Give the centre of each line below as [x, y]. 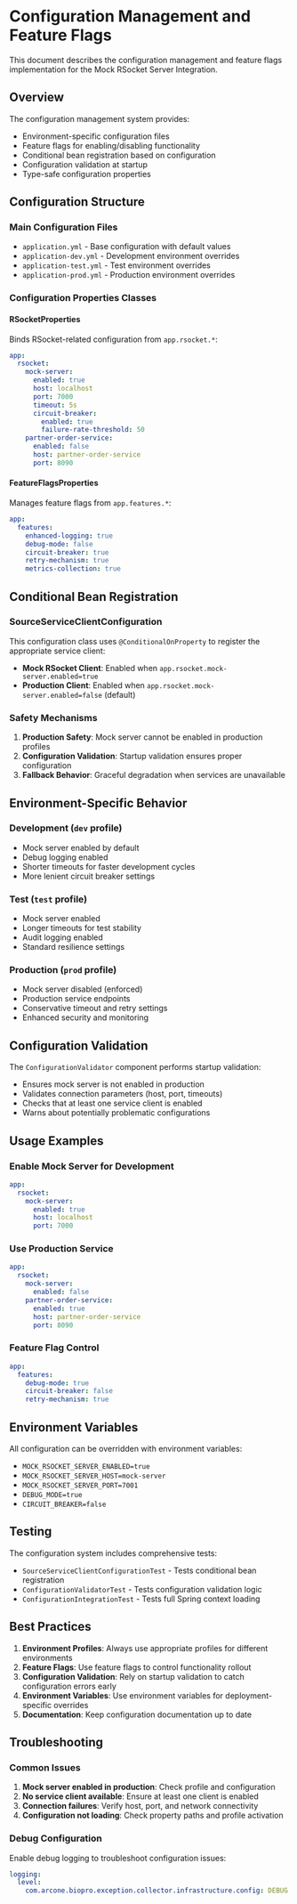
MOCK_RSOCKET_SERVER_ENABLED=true [86, 1466]
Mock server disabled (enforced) [82, 989]
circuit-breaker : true [67, 552]
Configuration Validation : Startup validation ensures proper [132, 756]
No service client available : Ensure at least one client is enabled [140, 1796]
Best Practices [50, 1627]
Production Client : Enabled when [83, 685]
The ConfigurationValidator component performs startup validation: [135, 1067]
